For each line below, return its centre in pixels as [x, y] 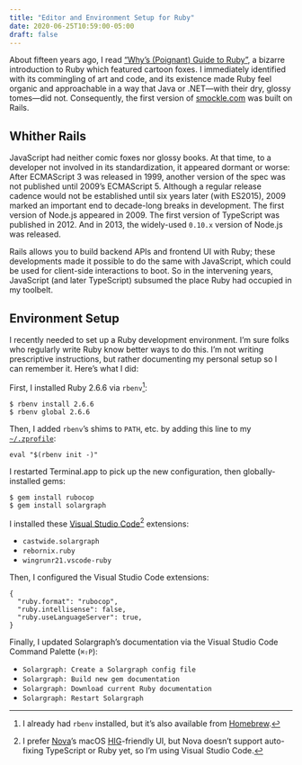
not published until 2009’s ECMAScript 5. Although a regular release [136, 186]
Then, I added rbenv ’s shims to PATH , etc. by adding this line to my [130, 428]
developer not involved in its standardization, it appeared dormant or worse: [150, 167]
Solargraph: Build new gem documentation [101, 679]
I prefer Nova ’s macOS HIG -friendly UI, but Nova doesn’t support [142, 741]
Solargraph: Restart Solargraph [83, 698]
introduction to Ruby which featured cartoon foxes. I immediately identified [147, 69]
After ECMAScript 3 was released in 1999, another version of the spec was [147, 177]
